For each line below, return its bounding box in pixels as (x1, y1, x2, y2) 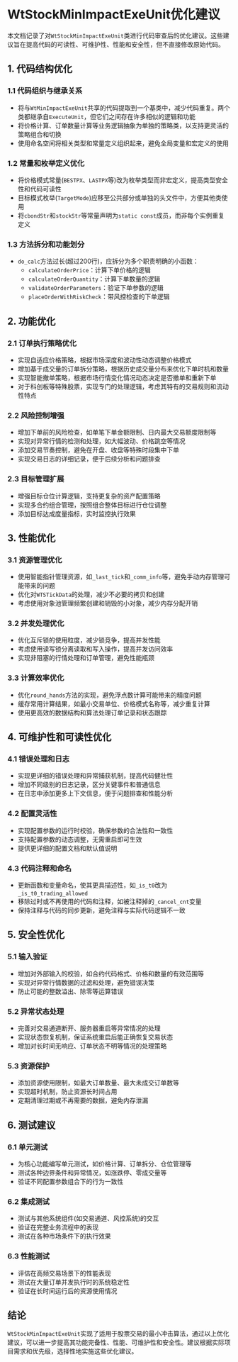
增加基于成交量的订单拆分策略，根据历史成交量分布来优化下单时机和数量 (17, 364, 229, 373)
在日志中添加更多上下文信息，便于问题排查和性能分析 (17, 789, 174, 798)
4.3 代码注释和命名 (7, 863, 72, 873)
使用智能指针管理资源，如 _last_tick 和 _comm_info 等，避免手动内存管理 (17, 572, 225, 581)
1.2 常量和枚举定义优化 (7, 158, 85, 168)
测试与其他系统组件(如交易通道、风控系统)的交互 (17, 1214, 159, 1223)
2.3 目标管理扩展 (7, 474, 64, 484)
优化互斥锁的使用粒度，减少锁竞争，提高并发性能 (17, 636, 161, 644)
